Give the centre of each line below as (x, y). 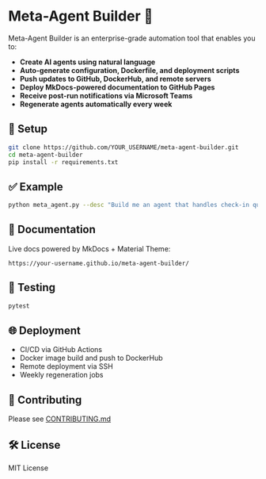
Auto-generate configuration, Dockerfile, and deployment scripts (129, 70)
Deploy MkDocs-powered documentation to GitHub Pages (117, 87)
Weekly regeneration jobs (61, 375)
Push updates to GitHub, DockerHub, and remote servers (115, 79)
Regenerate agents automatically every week (96, 104)
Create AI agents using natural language (87, 62)
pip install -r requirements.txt (63, 162)
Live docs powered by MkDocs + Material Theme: (89, 248)
